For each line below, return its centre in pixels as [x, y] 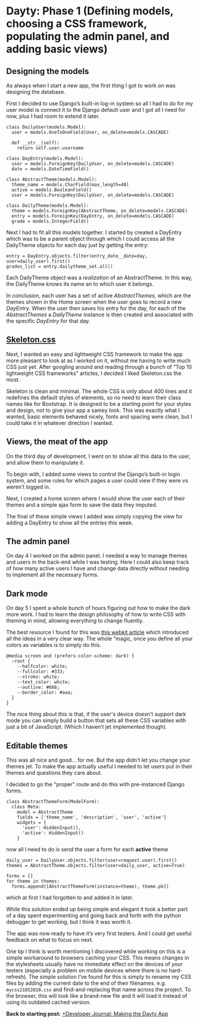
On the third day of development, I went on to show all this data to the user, [98, 456]
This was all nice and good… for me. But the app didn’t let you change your [98, 760]
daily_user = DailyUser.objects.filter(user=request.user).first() [92, 860]
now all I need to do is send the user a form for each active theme [87, 850]
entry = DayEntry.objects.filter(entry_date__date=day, [77, 256]
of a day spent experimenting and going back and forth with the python [94, 915]
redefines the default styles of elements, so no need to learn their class [94, 397]
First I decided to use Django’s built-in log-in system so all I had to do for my [100, 103]
